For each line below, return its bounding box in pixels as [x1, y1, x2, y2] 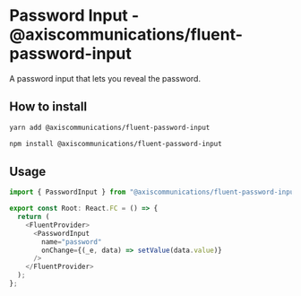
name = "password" [41, 237, 102, 247]
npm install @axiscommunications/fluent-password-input [9, 139, 222, 148]
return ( [17, 213, 50, 222]
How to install [9, 100, 88, 115]
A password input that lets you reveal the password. [9, 73, 202, 83]
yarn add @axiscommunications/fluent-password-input [9, 123, 211, 132]
